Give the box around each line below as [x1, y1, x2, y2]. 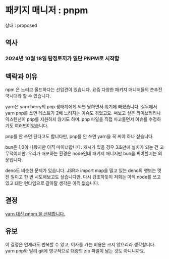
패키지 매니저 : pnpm [5, 5, 88, 16]
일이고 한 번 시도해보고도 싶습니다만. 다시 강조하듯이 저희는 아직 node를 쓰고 [10, 174, 161, 180]
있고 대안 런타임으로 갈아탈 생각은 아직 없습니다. [5, 180, 100, 186]
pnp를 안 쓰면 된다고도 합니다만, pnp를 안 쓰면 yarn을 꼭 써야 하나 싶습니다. [5, 134, 154, 140]
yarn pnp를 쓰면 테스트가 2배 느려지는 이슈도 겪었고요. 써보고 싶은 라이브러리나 [5, 110, 161, 116]
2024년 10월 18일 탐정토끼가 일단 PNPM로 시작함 [5, 55, 120, 62]
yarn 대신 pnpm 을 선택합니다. [5, 210, 66, 217]
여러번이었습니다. [14, 122, 49, 129]
